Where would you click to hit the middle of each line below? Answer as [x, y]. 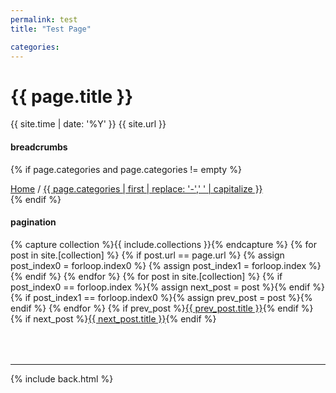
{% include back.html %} [62, 378]
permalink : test [44, 19]
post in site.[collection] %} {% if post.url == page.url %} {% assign [147, 255]
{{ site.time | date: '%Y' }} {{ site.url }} [88, 124]
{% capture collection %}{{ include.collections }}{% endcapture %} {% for [164, 244]
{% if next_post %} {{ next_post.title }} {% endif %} [113, 318]
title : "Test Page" [51, 29]
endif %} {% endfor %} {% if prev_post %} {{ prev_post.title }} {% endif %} [162, 308]
